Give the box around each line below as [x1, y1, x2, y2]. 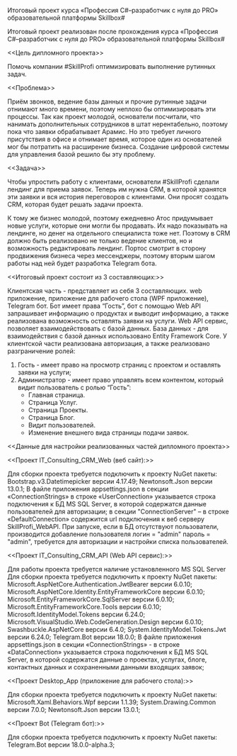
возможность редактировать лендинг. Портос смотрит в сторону [7, 244, 207, 252]
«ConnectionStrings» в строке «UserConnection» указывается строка [7, 492, 216, 501]
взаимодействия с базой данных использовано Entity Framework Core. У [7, 332, 228, 340]
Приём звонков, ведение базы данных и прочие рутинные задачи [7, 97, 207, 106]
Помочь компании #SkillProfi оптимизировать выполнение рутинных [7, 62, 216, 70]
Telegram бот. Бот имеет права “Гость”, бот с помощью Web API [7, 301, 202, 310]
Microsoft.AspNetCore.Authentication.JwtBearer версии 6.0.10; [7, 580, 193, 588]
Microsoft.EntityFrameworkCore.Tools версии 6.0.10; [7, 603, 161, 611]
